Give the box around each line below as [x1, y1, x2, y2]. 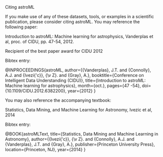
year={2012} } [67, 88, 96, 93]
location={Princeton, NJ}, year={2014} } [5, 147, 86, 152]
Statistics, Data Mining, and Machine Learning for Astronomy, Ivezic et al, [5, 107, 153, 112]
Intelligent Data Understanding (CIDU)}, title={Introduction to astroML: [5, 78, 146, 83]
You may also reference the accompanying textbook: [5, 97, 111, 103]
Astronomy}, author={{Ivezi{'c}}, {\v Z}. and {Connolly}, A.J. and [5, 136, 135, 142]
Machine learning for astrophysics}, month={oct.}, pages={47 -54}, [5, 83, 141, 89]
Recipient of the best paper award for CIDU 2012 [5, 48, 103, 54]
